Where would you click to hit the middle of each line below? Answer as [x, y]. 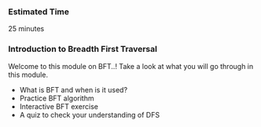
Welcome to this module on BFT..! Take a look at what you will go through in [131, 66]
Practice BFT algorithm [57, 98]
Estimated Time [39, 12]
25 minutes [26, 29]
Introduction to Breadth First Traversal [83, 49]
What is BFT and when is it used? [74, 89]
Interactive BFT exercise [59, 106]
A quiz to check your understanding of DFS [89, 114]
